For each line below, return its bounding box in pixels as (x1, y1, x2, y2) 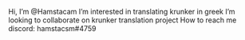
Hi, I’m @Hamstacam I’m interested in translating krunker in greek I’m (8, 7, 235, 16)
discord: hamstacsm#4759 (8, 24, 97, 33)
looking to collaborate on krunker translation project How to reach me (8, 15, 237, 25)
